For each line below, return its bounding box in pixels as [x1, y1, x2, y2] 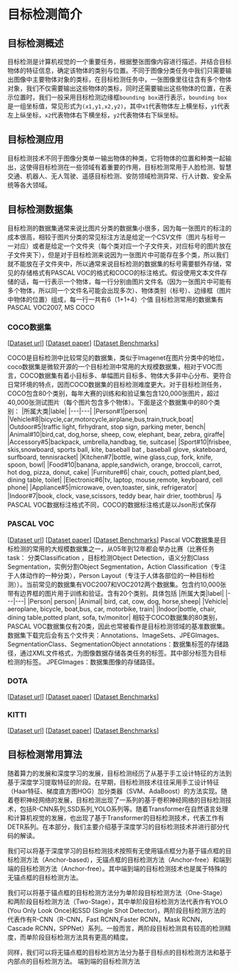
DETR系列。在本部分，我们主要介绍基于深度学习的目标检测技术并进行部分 [7, 822, 223, 831]
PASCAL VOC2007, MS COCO [7, 303, 95, 311]
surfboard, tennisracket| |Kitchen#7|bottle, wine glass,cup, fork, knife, [7, 453, 213, 461]
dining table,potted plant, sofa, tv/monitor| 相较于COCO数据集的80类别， [7, 614, 222, 622]
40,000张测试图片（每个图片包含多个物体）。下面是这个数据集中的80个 [7, 398, 215, 406]
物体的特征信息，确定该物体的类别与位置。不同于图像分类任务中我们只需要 [7, 66, 225, 75]
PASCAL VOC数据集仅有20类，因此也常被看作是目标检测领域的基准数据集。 [7, 622, 229, 631]
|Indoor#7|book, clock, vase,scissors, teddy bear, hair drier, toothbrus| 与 [7, 491, 223, 500]
